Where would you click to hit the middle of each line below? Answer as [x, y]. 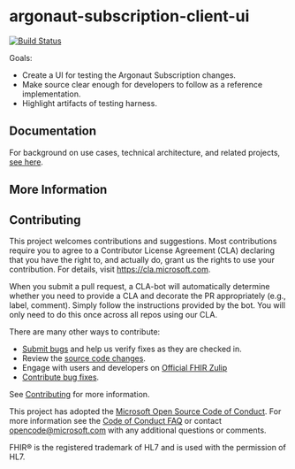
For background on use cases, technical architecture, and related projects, [145, 152]
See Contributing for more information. [79, 394]
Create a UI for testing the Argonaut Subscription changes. [129, 75]
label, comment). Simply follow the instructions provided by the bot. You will [147, 305]
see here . [26, 162]
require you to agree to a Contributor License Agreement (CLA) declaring [142, 250]
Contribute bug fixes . [61, 377]
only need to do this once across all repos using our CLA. [113, 314]
